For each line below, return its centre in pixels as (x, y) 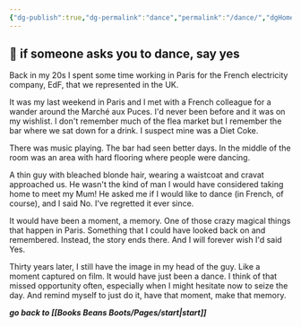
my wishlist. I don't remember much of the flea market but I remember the (146, 121)
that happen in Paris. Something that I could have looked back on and (138, 230)
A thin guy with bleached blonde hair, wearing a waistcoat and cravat (137, 175)
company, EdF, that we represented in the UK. (94, 85)
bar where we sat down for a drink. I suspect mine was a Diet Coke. (134, 131)
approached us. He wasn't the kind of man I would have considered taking (146, 185)
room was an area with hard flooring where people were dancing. (130, 158)
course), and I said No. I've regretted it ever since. (102, 203)
